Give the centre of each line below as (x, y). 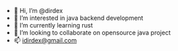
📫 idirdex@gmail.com (45, 40)
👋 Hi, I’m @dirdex (38, 11)
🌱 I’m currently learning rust (53, 25)
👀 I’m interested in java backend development (78, 18)
